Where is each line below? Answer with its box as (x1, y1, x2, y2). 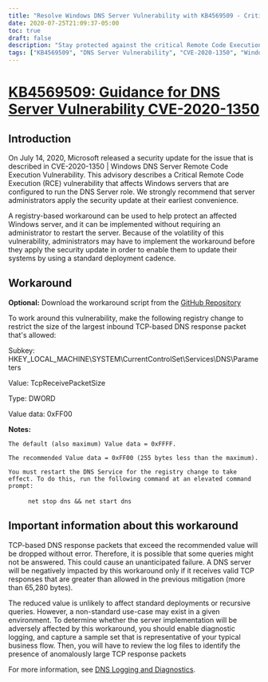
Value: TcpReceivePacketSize (8, 378, 106, 387)
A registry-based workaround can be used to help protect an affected (8, 211, 237, 220)
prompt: (8, 482, 34, 490)
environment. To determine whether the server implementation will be (8, 615, 238, 625)
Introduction (8, 132, 72, 145)
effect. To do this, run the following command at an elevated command (8, 474, 251, 483)
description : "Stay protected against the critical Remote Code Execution (8, 42, 262, 50)
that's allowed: (8, 330, 57, 339)
